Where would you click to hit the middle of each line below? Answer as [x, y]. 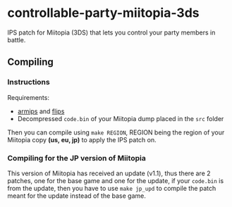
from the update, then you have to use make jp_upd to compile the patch [112, 188]
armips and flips [41, 111]
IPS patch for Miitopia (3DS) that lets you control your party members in [111, 32]
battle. [17, 39]
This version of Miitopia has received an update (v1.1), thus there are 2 [109, 173]
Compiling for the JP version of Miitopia [77, 158]
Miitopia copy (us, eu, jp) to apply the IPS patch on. [82, 139]
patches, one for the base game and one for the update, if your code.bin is [116, 180]
